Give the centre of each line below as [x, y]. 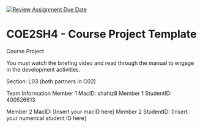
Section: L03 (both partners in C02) [51, 81]
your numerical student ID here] [46, 118]
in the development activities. [43, 69]
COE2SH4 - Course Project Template [102, 34]
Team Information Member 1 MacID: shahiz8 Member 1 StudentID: [89, 93]
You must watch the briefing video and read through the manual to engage [100, 63]
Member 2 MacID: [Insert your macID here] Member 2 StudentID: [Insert [97, 111]
